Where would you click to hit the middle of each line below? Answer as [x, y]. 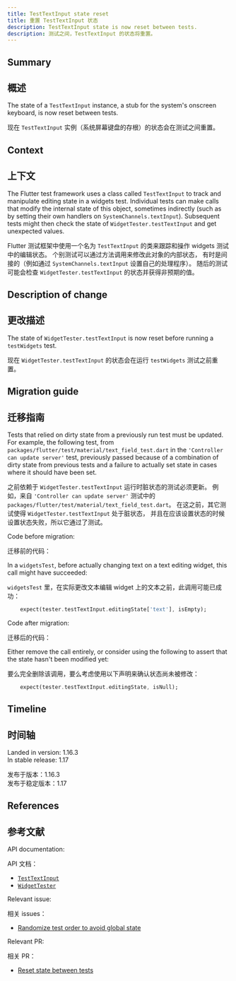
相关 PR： [22, 956]
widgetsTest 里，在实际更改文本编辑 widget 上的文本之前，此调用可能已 [112, 587]
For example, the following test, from [61, 442]
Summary [29, 62]
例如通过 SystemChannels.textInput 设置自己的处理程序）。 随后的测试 [127, 263]
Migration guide [43, 392]
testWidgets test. [32, 345]
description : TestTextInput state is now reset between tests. [102, 27]
